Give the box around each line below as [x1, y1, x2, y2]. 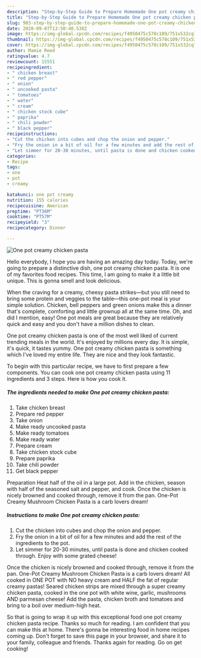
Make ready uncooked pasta [15, 423, 86, 430]
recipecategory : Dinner [7, 225, 66, 231]
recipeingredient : [7, 64, 52, 70]
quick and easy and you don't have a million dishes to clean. [7, 320, 155, 327]
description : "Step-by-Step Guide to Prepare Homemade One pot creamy [7, 8, 186, 15]
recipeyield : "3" [7, 219, 50, 226]
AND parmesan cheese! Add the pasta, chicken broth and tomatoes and [7, 595, 184, 602]
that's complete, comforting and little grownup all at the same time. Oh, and [7, 308, 193, 315]
